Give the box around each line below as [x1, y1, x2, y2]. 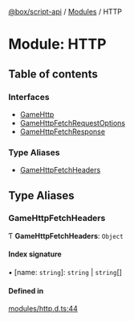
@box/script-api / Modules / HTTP [8, 7, 123, 16]
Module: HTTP [8, 35, 107, 53]
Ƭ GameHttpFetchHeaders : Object [8, 231, 124, 240]
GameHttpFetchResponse [19, 127, 106, 136]
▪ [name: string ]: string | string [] [8, 268, 123, 277]
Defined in [8, 286, 44, 295]
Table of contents [8, 67, 98, 81]
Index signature [8, 249, 62, 259]
